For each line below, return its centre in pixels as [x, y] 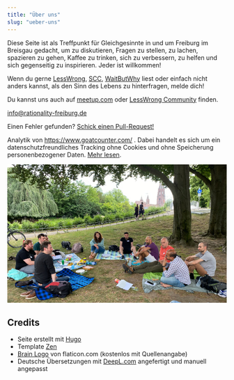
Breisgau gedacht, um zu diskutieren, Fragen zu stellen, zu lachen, [103, 50]
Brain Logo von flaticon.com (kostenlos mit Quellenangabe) [102, 354]
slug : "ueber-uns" [34, 22]
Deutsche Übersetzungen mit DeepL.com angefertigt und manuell [112, 361]
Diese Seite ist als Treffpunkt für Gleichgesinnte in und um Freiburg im [108, 42]
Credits [24, 323]
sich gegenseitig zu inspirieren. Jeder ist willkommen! [84, 65]
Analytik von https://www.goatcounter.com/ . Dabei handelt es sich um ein [114, 140]
